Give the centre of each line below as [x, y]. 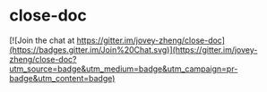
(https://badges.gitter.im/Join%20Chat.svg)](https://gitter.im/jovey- [133, 49]
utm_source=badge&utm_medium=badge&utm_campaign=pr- [124, 69]
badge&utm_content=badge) [62, 78]
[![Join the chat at [42, 40]
